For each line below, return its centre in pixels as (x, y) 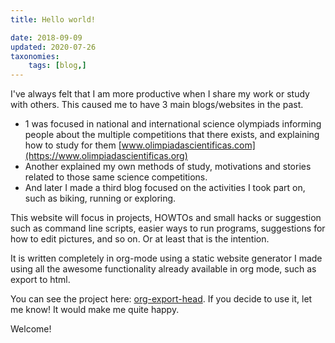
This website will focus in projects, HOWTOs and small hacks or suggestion (166, 218)
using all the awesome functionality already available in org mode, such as (163, 269)
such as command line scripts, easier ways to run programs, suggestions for (168, 228)
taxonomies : (35, 56)
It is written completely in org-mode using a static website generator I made (166, 258)
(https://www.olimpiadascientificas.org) (106, 156)
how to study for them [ (73, 145)
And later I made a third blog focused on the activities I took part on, (165, 188)
